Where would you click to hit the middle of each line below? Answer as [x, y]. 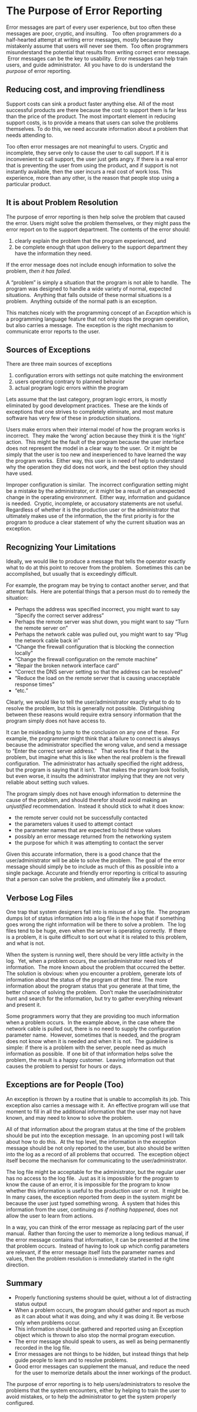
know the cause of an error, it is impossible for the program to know [88, 1184]
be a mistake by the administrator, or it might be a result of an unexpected [96, 491]
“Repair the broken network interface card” [67, 666]
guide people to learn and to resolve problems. [71, 1360]
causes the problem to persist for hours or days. [64, 1066]
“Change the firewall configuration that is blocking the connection [94, 647]
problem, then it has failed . [39, 271]
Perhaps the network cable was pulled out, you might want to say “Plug [101, 634]
